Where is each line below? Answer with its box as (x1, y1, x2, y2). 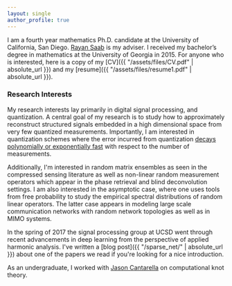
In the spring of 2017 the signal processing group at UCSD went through (7, 228, 213, 236)
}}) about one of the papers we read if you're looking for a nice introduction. (7, 250, 224, 258)
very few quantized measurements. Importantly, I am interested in (7, 127, 195, 136)
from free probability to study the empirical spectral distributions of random (7, 192, 223, 201)
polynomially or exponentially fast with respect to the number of (7, 142, 190, 150)
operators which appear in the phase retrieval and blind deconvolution (7, 177, 208, 186)
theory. (7, 271, 28, 279)
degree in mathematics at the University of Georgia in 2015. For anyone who (7, 50, 224, 59)
